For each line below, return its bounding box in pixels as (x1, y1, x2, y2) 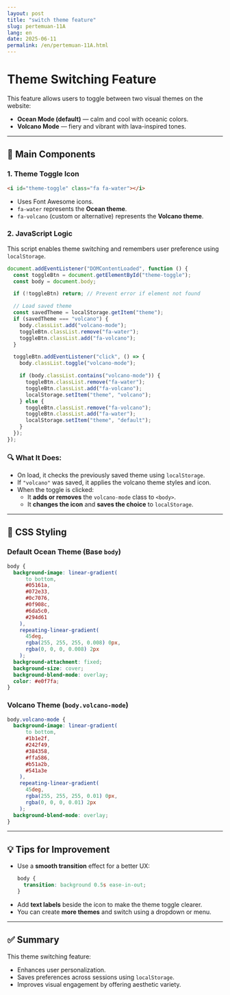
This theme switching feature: (7, 952, 91, 961)
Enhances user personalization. (16, 965, 106, 974)
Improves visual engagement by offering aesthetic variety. (16, 980, 181, 988)
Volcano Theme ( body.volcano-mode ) (7, 700, 129, 710)
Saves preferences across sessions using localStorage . (16, 973, 175, 981)
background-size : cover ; (13, 664, 84, 672)
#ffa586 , (25, 754, 51, 761)
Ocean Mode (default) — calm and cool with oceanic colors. (16, 115, 189, 123)
